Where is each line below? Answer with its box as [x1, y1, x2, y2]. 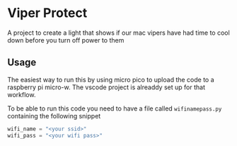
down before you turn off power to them [7, 35, 125, 44]
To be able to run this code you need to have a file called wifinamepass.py [7, 104, 222, 113]
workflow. [7, 90, 36, 99]
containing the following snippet [7, 111, 101, 120]
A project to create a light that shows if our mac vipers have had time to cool [7, 28, 230, 37]
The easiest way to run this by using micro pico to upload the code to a [7, 75, 214, 84]
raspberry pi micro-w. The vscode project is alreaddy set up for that [7, 83, 205, 91]
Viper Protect [7, 5, 88, 21]
